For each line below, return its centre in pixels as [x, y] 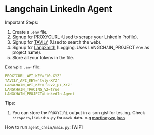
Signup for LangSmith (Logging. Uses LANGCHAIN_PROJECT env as [80, 47]
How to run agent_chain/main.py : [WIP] [44, 127]
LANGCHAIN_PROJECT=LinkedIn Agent [40, 94]
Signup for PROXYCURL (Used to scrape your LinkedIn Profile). [75, 37]
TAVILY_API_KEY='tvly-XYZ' [32, 80]
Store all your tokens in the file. [43, 57]
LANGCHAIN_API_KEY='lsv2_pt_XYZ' [39, 85]
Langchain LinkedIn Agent [59, 9]
